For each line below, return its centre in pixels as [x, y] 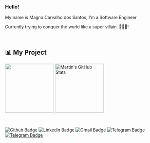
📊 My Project [26, 52]
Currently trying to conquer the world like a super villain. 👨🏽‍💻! [67, 27]
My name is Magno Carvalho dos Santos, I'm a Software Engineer [71, 18]
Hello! [12, 7]
